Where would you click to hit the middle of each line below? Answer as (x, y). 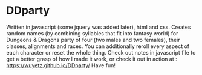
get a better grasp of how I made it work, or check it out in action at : (92, 59)
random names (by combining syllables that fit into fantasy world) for (92, 33)
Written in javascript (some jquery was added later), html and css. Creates (99, 27)
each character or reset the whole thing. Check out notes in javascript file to (101, 52)
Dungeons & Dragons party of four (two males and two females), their (93, 40)
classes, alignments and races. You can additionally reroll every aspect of (98, 46)
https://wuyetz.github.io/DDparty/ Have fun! (61, 65)
